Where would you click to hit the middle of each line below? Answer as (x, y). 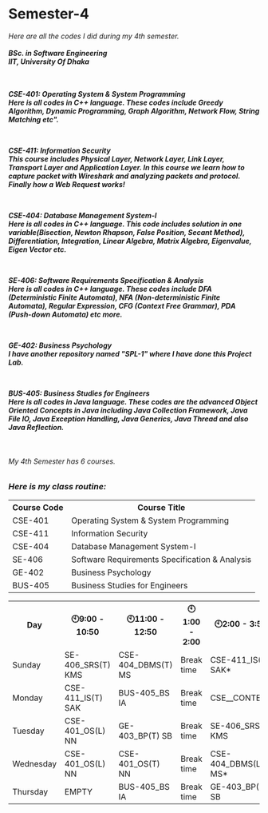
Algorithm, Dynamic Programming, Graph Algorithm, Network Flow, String (134, 111)
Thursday (30, 791)
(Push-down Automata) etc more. (65, 314)
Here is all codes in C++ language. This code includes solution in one (125, 224)
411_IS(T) (84, 698)
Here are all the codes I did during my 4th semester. (94, 36)
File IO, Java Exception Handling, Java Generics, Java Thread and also (128, 418)
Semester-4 (49, 14)
